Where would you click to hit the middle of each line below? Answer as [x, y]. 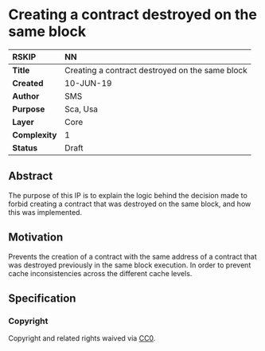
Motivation [36, 238]
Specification [42, 298]
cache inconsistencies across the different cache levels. [100, 273]
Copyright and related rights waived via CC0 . [82, 338]
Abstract [31, 176]
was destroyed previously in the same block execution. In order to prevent [130, 265]
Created [28, 83]
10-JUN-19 [88, 83]
